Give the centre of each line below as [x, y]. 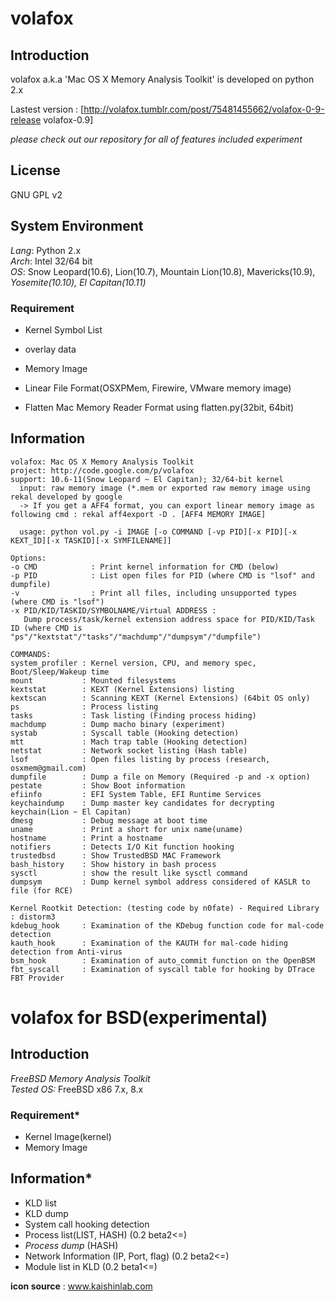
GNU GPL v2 [36, 194]
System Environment [77, 226]
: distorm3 [33, 917]
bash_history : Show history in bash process [113, 864]
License [35, 170]
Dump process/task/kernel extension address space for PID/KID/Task [169, 619]
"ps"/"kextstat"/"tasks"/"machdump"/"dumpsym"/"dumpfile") [136, 637]
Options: [28, 558]
